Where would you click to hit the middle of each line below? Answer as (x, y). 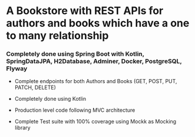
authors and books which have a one (98, 23)
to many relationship (57, 36)
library (22, 128)
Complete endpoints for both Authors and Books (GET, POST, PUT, (96, 81)
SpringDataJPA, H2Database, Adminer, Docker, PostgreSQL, (94, 61)
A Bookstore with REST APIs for (85, 11)
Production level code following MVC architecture (75, 110)
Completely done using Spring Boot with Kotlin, (75, 54)
